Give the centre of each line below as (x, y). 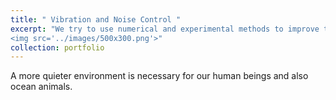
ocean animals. (41, 87)
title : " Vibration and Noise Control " (96, 19)
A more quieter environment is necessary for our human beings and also (159, 76)
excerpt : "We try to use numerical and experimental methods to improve (165, 29)
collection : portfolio (57, 47)
